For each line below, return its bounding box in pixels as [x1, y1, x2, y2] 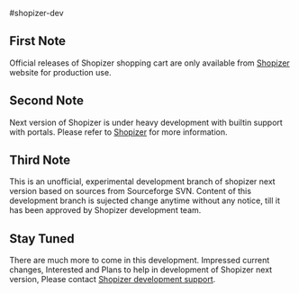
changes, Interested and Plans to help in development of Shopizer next [9, 264, 273, 275]
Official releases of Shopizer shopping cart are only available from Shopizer [9, 58, 290, 68]
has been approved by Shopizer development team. [9, 205, 202, 216]
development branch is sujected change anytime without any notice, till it [9, 195, 281, 206]
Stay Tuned [9, 231, 75, 246]
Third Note [9, 153, 70, 168]
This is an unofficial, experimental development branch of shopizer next [9, 176, 276, 187]
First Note [9, 33, 66, 49]
